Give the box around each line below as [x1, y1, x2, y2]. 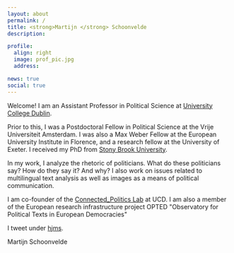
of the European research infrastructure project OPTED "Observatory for [7, 202, 219, 211]
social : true [7, 82, 46, 89]
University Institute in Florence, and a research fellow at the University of [7, 137, 220, 146]
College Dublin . [7, 109, 52, 117]
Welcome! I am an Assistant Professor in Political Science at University [7, 101, 213, 110]
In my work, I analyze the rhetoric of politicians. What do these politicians [7, 158, 221, 167]
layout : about [7, 10, 49, 18]
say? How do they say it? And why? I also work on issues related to [7, 166, 203, 175]
